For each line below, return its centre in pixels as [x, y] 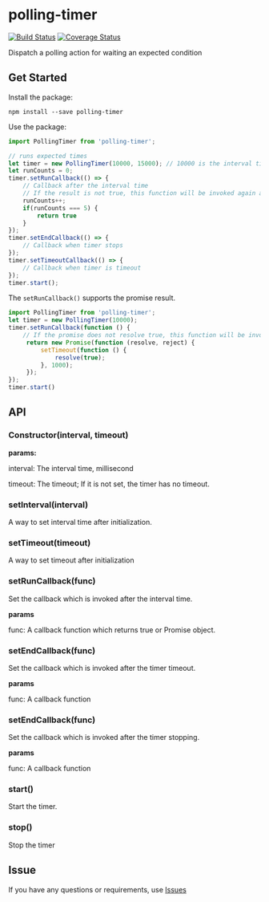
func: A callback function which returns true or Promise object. [112, 630]
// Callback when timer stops [73, 246]
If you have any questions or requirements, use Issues [97, 889]
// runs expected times [48, 156]
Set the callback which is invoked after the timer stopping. [104, 737]
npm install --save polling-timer [66, 112]
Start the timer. [33, 807]
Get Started [38, 78]
